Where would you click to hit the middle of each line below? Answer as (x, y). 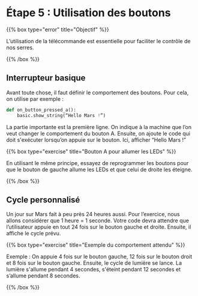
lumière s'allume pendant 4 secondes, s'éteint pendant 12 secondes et (94, 270)
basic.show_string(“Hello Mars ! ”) (61, 115)
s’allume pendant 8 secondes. (43, 276)
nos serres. (20, 47)
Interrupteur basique (46, 78)
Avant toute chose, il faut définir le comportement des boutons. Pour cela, (97, 92)
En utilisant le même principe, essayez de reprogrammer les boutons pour (97, 163)
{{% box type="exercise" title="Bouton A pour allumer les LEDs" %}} (91, 151)
